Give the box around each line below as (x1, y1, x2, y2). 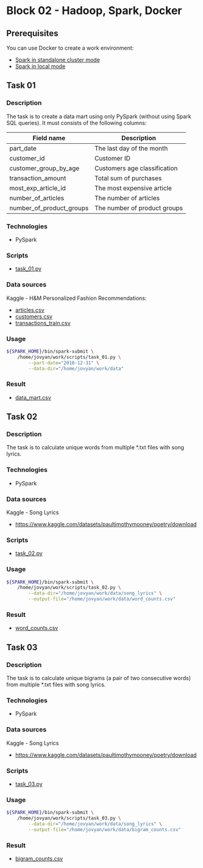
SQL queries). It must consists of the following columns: (6, 119, 147, 126)
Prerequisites (6, 28, 59, 39)
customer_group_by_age (9, 163, 80, 172)
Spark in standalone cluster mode (15, 56, 101, 63)
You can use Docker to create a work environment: (6, 44, 134, 51)
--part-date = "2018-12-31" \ (28, 359, 99, 366)
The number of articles (94, 193, 160, 202)
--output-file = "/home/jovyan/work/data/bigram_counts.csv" (28, 826, 182, 832)
